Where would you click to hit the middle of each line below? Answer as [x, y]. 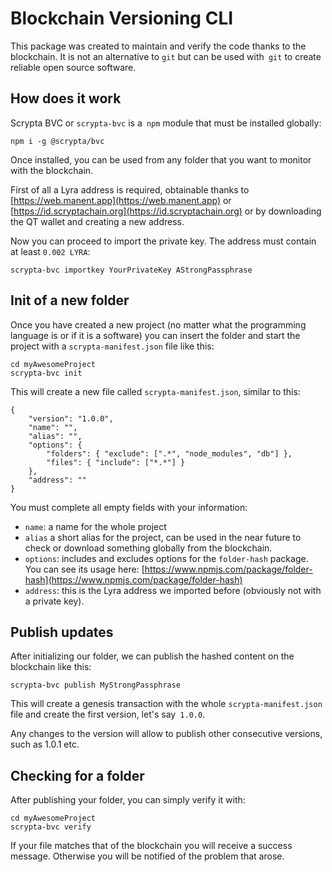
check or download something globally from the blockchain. [148, 548]
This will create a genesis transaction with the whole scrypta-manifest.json [166, 704]
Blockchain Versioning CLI [122, 18]
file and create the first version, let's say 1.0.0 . [108, 714]
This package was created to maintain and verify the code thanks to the [158, 46]
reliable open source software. [73, 67]
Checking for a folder [77, 775]
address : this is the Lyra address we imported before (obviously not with [173, 590]
